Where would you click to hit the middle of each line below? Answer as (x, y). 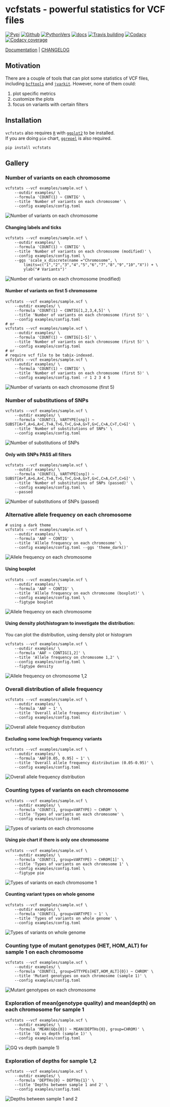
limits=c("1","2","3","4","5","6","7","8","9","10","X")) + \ (91, 265)
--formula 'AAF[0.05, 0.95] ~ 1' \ (52, 758)
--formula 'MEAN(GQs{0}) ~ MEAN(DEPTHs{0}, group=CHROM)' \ (79, 1029)
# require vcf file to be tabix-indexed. (50, 355)
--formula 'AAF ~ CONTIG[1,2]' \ (50, 653)
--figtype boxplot (34, 602)
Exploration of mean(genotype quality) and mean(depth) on (81, 1003)
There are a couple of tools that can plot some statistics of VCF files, (77, 78)
